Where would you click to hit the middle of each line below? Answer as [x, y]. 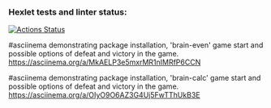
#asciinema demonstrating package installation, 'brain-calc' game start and [135, 78]
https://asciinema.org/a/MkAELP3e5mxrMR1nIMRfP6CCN [105, 62]
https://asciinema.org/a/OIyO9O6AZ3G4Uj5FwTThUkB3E [104, 95]
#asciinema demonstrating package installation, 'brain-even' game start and [136, 45]
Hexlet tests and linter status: [68, 12]
